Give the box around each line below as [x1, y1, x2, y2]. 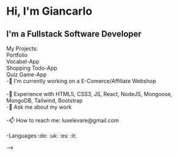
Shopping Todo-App [6, 64, 58, 72]
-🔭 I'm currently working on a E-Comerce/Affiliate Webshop [6, 78, 157, 84]
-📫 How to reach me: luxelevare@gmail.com [6, 117, 119, 124]
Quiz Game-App [6, 71, 47, 78]
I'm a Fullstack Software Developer [6, 29, 142, 39]
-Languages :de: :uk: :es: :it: [6, 132, 77, 139]
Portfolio [6, 51, 28, 59]
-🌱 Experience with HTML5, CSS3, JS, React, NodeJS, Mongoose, [6, 91, 173, 97]
